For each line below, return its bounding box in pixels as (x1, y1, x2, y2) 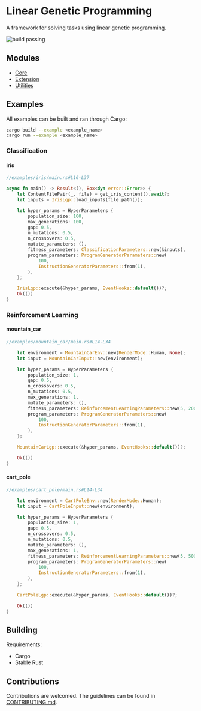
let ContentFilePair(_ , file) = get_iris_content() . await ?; (17, 191, 170, 198)
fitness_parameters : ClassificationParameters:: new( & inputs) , (28, 247, 186, 253)
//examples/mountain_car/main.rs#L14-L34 (6, 339, 111, 345)
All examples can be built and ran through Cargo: (6, 115, 127, 123)
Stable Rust (14, 659, 44, 666)
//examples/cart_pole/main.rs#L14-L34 (6, 486, 103, 493)
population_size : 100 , (28, 213, 84, 219)
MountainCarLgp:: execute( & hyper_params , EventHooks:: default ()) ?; (17, 444, 186, 450)
